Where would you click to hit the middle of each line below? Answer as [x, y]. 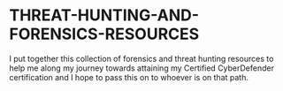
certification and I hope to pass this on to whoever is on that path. [129, 77]
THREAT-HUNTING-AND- [104, 15]
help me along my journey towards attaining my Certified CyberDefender [141, 68]
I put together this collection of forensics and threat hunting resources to [141, 58]
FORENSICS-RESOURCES [104, 34]
